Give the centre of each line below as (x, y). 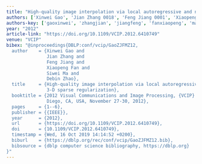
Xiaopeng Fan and (68, 68)
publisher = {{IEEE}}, (40, 112)
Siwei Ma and (63, 73)
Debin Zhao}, (63, 79)
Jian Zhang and (66, 56)
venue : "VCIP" (24, 40)
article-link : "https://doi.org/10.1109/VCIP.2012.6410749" (83, 34)
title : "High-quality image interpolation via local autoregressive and (99, 12)
